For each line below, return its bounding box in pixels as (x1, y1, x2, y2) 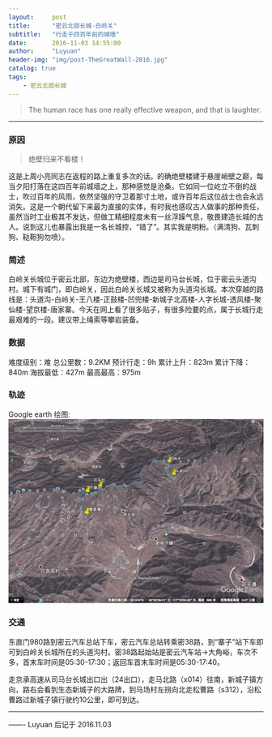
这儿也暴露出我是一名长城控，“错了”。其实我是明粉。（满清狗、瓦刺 (36, 221, 260, 231)
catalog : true (8, 65, 57, 73)
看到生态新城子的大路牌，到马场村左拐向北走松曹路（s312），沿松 (43, 684, 261, 694)
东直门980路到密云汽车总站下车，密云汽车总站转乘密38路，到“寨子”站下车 (8, 636, 257, 646)
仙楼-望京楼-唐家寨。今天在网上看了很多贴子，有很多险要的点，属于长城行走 (8, 305, 263, 315)
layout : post (8, 13, 67, 21)
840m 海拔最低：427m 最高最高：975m (8, 367, 142, 377)
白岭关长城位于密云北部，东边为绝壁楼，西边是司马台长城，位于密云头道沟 (8, 274, 257, 284)
